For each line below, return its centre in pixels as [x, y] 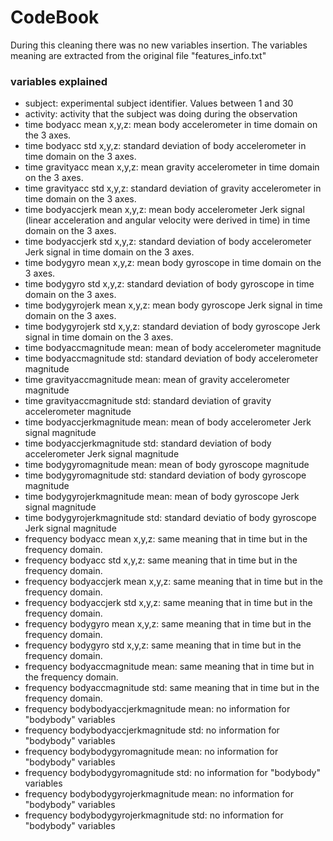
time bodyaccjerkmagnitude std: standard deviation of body [148, 443]
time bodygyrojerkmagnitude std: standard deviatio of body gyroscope [170, 518]
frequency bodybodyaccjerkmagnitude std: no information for [152, 730]
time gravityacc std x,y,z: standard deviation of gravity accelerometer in [173, 188]
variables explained [59, 81]
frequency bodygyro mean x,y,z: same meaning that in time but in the [168, 624]
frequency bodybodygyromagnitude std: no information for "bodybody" [172, 773]
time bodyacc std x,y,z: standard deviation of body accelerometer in [165, 146]
